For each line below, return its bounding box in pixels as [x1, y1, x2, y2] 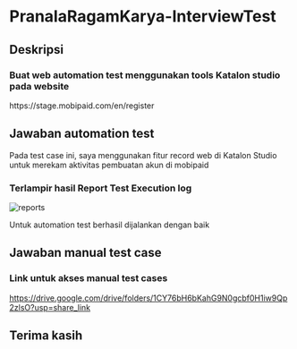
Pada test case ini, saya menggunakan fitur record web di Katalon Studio [9, 149, 277, 160]
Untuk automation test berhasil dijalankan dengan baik [9, 219, 210, 230]
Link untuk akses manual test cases [9, 272, 168, 285]
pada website [9, 80, 70, 92]
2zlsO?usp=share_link [9, 302, 91, 312]
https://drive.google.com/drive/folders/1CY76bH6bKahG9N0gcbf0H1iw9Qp [9, 293, 288, 303]
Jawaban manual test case [9, 245, 162, 260]
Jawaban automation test [9, 126, 155, 141]
